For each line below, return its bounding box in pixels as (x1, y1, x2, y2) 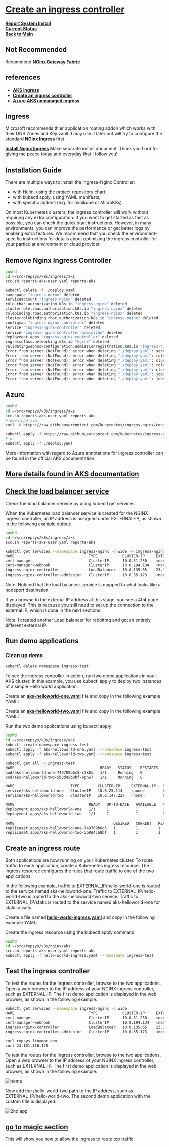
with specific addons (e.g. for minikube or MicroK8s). (12, 200, 123, 206)
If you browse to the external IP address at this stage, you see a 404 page (5, 597, 158, 603)
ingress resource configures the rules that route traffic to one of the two (5, 868, 154, 874)
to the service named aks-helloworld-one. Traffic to (5, 888, 112, 894)
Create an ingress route (5, 844, 80, 852)
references (5, 73, 41, 82)
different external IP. (5, 622, 48, 628)
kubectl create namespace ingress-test (5, 742, 89, 748)
